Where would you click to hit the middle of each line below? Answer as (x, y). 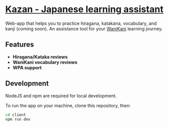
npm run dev (18, 119)
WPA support (27, 67)
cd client (16, 115)
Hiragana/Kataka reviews (40, 57)
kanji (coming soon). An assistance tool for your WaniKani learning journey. (84, 28)
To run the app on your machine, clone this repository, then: (68, 105)
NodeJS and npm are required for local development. (61, 96)
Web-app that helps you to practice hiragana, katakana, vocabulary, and (81, 23)
